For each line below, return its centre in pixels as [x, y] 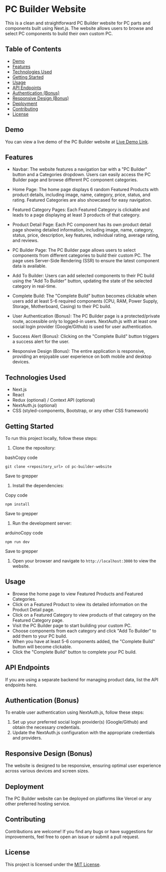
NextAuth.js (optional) [35, 405]
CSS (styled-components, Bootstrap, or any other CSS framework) [80, 411]
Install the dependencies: [38, 486]
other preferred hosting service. [38, 804]
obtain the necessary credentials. [46, 727]
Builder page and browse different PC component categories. [75, 180]
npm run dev [17, 542]
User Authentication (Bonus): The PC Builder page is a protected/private [86, 316]
